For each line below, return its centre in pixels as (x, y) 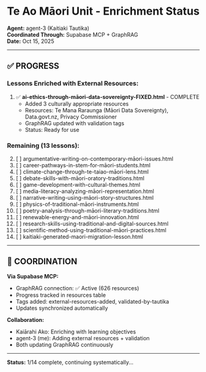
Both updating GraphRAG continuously (64, 345)
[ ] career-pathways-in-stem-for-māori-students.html (83, 165)
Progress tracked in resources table (61, 295)
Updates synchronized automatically (62, 308)
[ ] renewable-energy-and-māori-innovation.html (77, 217)
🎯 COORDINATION (42, 262)
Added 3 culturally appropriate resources (77, 104)
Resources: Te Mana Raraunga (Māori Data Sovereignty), (97, 110)
